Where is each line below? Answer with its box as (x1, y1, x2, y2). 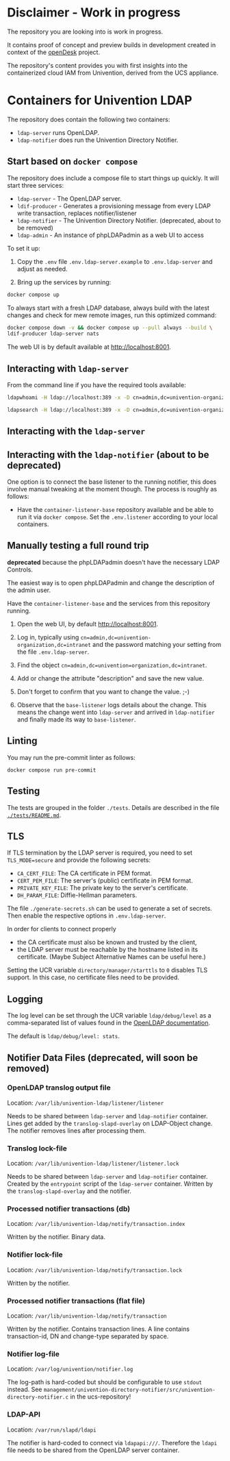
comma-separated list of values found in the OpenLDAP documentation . (7, 1019, 211, 1027)
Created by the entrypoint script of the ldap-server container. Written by (7, 1180, 214, 1188)
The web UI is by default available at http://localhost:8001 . (7, 343, 171, 351)
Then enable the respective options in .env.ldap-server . (7, 911, 166, 920)
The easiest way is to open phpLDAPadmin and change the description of (7, 578, 215, 587)
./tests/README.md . (7, 811, 62, 819)
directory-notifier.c (7, 1394, 69, 1401)
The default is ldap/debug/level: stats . (7, 1032, 120, 1040)
